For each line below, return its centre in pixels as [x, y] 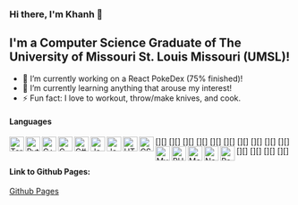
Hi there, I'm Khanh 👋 [56, 14]
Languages [30, 122]
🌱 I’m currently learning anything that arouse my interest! [127, 87]
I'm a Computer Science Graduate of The [125, 43]
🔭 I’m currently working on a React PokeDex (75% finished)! [132, 78]
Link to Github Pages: [50, 171]
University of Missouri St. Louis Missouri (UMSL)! [150, 57]
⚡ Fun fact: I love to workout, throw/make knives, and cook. [132, 98]
